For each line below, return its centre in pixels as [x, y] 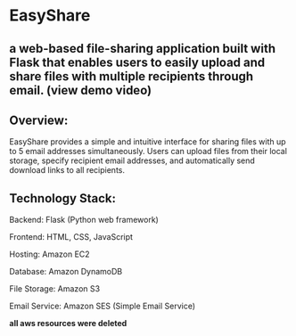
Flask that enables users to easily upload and [137, 62]
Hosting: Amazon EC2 [50, 254]
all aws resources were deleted [68, 324]
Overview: [39, 120]
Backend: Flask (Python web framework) [84, 220]
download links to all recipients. [67, 170]
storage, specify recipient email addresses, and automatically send [132, 160]
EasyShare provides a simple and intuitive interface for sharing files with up [148, 142]
